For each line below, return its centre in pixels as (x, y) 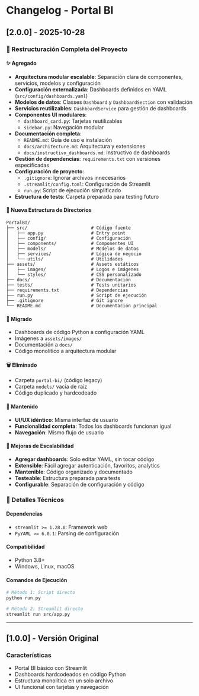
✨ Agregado (21, 63)
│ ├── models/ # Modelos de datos (73, 249)
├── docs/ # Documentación (69, 279)
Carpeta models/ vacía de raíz (51, 387)
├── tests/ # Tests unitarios (71, 285)
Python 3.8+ (30, 560)
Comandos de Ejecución (37, 580)
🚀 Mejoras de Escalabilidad (40, 446)
